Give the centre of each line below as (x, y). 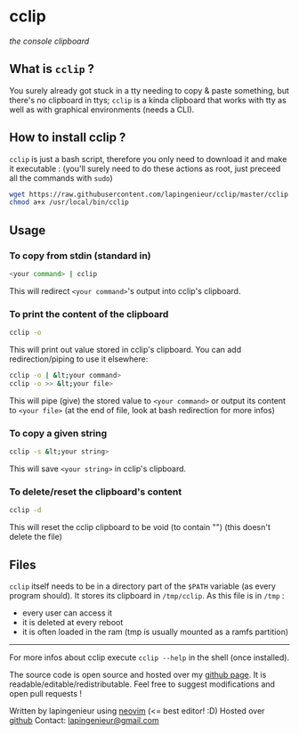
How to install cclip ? (68, 138)
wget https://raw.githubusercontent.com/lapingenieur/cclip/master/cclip (149, 194)
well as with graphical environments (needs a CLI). (102, 110)
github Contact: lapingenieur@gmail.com (84, 720)
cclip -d (25, 510)
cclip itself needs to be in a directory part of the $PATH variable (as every (142, 586)
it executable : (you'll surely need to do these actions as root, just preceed (145, 168)
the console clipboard (49, 41)
